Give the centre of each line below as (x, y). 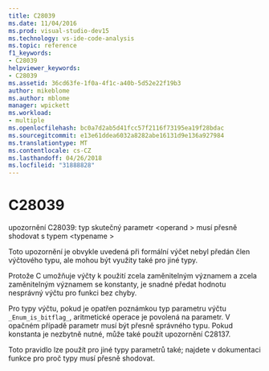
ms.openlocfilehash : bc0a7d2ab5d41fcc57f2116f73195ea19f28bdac (116, 128)
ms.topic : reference (43, 46)
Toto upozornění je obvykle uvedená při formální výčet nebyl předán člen (129, 252)
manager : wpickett (39, 105)
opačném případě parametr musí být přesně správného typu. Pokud (120, 326)
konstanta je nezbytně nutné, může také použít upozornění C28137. (120, 334)
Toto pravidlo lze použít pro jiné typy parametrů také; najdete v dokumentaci (134, 350)
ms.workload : (30, 113)
